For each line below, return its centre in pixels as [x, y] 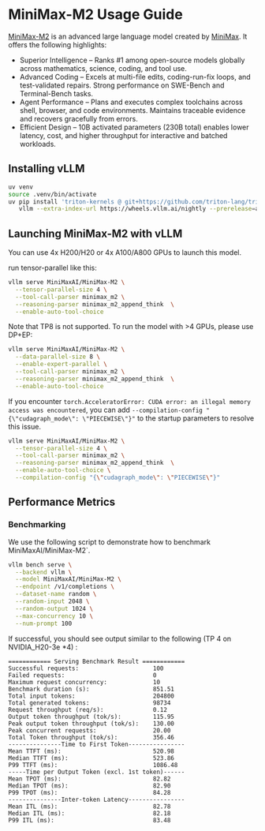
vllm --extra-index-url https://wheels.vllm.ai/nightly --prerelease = [137, 209]
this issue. [25, 426]
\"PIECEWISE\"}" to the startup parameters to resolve [168, 418]
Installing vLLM [47, 168]
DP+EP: [21, 335]
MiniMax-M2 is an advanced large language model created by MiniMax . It [128, 36]
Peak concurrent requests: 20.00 [90, 730]
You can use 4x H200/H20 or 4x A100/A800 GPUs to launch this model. [125, 253]
